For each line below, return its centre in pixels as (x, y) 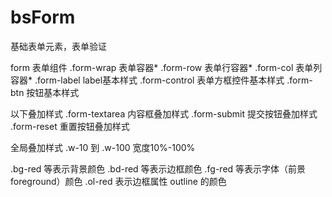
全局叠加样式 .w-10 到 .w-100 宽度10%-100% (103, 147)
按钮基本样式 (53, 92)
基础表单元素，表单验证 (58, 46)
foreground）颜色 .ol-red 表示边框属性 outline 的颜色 (118, 181)
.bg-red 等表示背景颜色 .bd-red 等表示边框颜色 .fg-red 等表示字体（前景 (158, 168)
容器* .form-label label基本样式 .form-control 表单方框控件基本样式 (147, 80)
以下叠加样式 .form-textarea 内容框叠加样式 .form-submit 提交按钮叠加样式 (164, 113)
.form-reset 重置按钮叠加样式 (70, 126)
